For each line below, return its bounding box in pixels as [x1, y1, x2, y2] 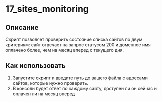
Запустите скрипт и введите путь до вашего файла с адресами [12, 75, 148, 81]
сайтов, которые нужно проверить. [12, 80, 89, 86]
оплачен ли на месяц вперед [12, 91, 75, 97]
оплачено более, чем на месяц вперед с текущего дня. [5, 47, 124, 53]
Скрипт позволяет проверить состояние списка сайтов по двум [5, 36, 143, 42]
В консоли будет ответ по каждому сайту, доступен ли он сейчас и [12, 85, 157, 91]
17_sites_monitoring [5, 3, 89, 15]
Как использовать [5, 61, 66, 70]
